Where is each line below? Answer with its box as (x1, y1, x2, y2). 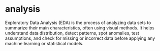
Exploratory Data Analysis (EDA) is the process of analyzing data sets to (5, 20, 151, 25)
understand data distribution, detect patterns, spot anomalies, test (5, 30, 139, 36)
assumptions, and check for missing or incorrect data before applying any (5, 35, 155, 41)
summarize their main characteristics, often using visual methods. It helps (5, 25, 155, 30)
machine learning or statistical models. (5, 40, 84, 46)
